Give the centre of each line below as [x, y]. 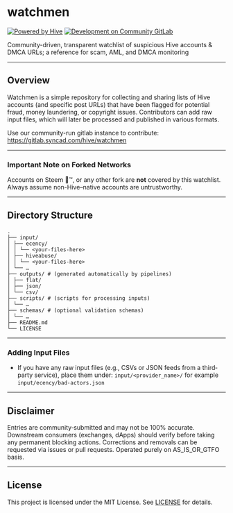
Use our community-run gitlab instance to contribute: [83, 133]
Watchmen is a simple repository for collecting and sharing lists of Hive [109, 97]
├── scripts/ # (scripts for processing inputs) [79, 298]
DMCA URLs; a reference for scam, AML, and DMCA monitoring [98, 52]
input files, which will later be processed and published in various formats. [113, 119]
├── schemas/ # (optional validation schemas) [76, 310]
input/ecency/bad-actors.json [61, 383]
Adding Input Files [38, 353]
